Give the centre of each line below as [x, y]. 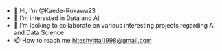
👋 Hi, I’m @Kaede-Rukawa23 [55, 11]
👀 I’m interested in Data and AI [56, 18]
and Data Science [38, 32]
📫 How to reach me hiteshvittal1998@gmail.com [83, 40]
